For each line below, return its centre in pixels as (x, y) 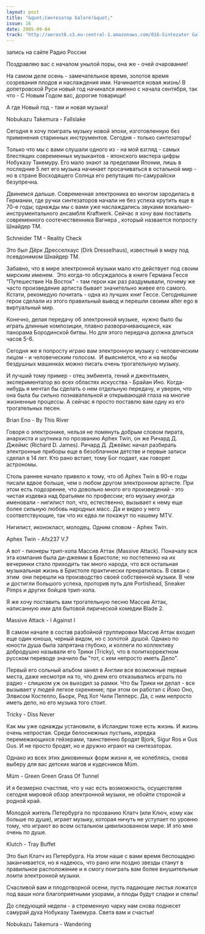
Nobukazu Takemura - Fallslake (46, 119)
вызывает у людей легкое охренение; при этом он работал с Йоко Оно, (100, 690)
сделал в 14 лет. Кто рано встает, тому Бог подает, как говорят (88, 458)
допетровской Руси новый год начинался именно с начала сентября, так (102, 89)
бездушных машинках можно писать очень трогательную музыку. (93, 364)
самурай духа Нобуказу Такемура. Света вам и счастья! (80, 913)
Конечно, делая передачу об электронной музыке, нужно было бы (95, 320)
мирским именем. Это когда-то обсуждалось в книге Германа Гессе (97, 275)
